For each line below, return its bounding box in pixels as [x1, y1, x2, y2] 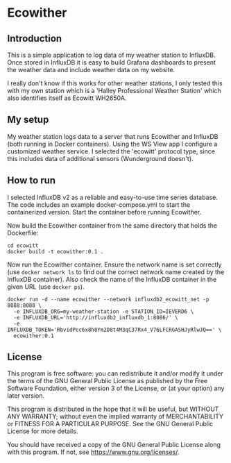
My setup [7, 114, 49, 126]
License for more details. [7, 427, 78, 435]
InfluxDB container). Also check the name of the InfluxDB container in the [7, 275, 217, 283]
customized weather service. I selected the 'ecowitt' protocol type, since [7, 147, 215, 155]
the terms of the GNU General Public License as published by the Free [7, 377, 208, 385]
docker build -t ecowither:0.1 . [7, 248, 104, 255]
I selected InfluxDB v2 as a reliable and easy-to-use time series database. [7, 193, 219, 201]
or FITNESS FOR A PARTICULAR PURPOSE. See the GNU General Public [7, 420, 214, 428]
